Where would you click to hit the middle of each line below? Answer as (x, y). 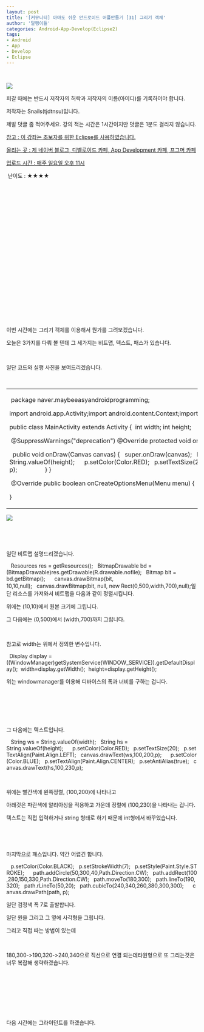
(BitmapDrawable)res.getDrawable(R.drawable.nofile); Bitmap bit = (91, 572)
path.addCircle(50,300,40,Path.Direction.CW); (91, 872)
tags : (13, 35)
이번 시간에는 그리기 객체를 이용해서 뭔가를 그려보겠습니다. (75, 330)
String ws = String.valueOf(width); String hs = (70, 742)
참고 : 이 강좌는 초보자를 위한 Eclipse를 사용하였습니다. (71, 137)
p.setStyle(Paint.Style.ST (166, 866)
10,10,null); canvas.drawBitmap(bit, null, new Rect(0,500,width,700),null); (99, 586)
